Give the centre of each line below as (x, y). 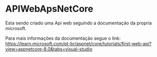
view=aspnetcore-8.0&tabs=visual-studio (49, 49)
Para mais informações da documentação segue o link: (63, 38)
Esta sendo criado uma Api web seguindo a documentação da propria (78, 23)
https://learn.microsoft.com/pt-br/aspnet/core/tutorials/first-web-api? (78, 43)
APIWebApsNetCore (49, 9)
